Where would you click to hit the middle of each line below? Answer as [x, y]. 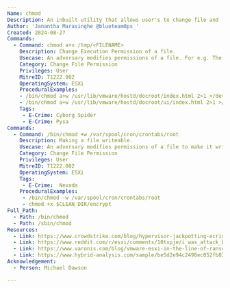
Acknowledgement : [32, 261]
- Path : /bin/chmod [41, 217]
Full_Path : [23, 211]
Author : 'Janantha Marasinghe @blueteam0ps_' [73, 26]
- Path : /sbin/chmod [42, 223]
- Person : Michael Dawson [50, 267]
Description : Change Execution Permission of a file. [98, 52]
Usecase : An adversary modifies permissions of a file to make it [116, 147]
